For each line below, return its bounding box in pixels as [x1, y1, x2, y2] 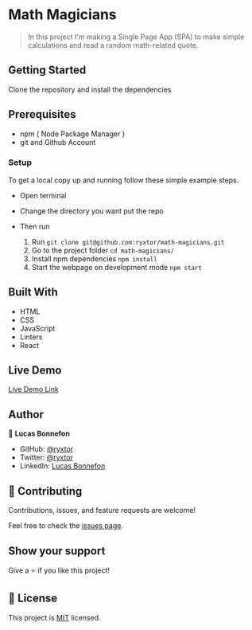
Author [8, 408, 44, 421]
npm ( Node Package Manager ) [19, 129, 126, 139]
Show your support [8, 544, 106, 558]
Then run [19, 221, 50, 231]
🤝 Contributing [8, 484, 83, 498]
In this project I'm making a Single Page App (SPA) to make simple [27, 32, 245, 41]
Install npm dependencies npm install [31, 253, 157, 264]
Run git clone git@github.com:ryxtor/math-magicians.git [31, 237, 225, 246]
